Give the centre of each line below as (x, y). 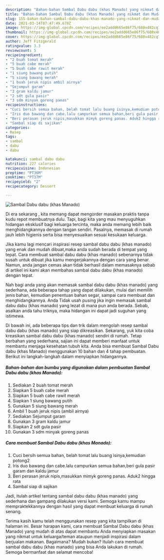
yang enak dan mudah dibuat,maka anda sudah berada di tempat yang (76, 249)
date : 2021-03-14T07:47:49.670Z (38, 23)
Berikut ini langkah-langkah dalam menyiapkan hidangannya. (67, 356)
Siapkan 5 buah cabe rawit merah (46, 395)
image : (12, 28)
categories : (18, 127)
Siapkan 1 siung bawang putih (42, 400)
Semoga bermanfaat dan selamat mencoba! (49, 552)
